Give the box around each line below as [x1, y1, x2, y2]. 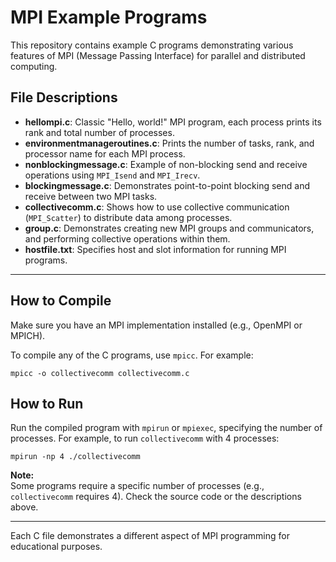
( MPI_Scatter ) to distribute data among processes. [24, 211, 233, 223]
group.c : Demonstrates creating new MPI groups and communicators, [24, 222, 315, 234]
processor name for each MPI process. [24, 147, 186, 160]
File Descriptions [10, 89, 118, 106]
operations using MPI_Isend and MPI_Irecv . [24, 169, 201, 181]
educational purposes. [10, 541, 103, 553]
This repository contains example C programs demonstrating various [10, 39, 294, 51]
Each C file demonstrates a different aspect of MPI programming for [10, 530, 290, 542]
